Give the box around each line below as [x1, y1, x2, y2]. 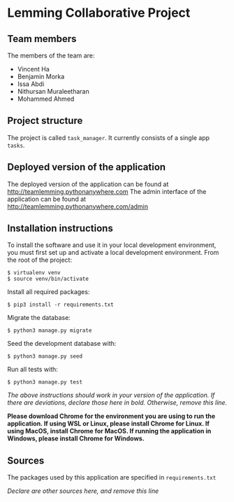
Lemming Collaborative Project [7, 5, 191, 21]
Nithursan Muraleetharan [17, 88, 89, 95]
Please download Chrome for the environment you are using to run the [7, 412, 216, 421]
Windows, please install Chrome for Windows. [7, 434, 145, 442]
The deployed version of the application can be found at [7, 180, 169, 188]
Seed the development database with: [7, 340, 117, 348]
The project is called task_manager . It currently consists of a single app [7, 133, 210, 141]
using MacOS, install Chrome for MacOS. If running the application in [7, 427, 212, 435]
